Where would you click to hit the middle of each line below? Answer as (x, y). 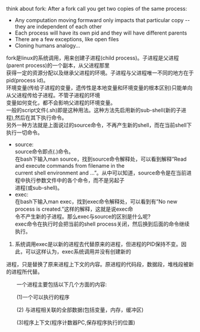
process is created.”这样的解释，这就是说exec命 (74, 209)
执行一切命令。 (24, 133)
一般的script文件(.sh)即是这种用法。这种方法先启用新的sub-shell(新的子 (94, 110)
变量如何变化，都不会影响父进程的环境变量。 (61, 103)
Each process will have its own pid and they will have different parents (101, 33)
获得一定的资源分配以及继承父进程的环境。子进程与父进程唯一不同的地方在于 (100, 73)
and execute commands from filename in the (70, 166)
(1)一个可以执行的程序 (43, 297)
